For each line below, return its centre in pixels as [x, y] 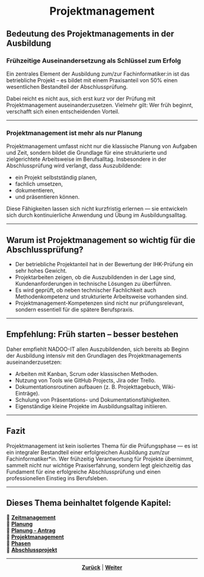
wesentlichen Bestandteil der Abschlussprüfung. [67, 87]
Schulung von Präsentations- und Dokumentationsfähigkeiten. [93, 400]
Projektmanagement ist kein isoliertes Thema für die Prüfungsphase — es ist [102, 445]
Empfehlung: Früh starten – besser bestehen [93, 334]
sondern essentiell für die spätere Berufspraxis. [75, 310]
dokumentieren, [35, 191]
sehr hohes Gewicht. [41, 271]
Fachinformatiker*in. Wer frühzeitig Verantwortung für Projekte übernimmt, [100, 459]
